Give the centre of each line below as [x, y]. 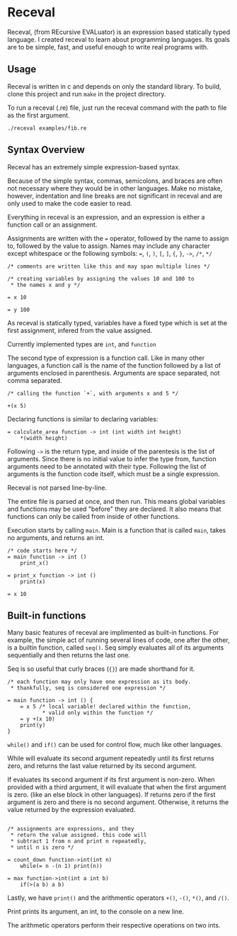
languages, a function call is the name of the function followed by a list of [114, 365]
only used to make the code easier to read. [70, 203]
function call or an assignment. [52, 225]
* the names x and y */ [45, 285]
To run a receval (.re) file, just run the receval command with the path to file [117, 108]
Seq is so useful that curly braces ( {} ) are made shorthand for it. [101, 669]
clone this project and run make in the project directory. [87, 94]
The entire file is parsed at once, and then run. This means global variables [116, 501]
